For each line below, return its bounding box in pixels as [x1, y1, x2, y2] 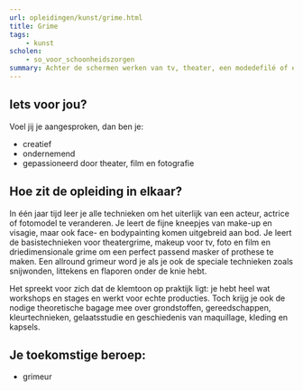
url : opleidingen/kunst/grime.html [9, 13, 143, 23]
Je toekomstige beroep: [9, 347, 146, 362]
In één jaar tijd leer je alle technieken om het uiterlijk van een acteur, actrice [9, 208, 290, 219]
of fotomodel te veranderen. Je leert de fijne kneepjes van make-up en [9, 218, 272, 228]
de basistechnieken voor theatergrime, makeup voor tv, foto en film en [9, 237, 271, 247]
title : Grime [9, 22, 59, 31]
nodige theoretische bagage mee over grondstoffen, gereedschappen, [9, 302, 271, 312]
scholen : [9, 47, 42, 56]
